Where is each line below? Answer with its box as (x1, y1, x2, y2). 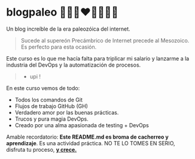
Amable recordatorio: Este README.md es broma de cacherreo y (6, 133, 169, 140)
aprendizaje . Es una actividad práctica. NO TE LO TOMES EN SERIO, (6, 139, 175, 146)
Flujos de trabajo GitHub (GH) (14, 102, 89, 110)
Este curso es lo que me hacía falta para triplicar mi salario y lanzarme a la (6, 55, 190, 62)
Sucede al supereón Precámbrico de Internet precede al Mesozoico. (20, 37, 190, 44)
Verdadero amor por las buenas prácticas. (14, 109, 119, 116)
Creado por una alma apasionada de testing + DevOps (14, 121, 150, 128)
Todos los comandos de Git (14, 96, 83, 103)
